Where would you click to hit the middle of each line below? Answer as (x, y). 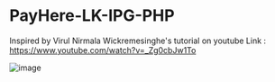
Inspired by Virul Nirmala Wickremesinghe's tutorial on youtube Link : (138, 41)
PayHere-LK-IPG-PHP (92, 16)
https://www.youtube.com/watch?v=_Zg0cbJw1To (103, 50)
